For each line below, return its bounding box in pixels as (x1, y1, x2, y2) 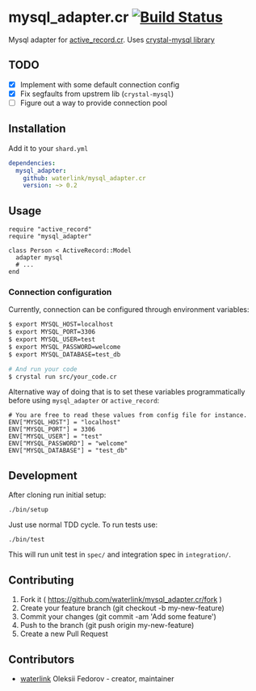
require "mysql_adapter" (8, 233, 92, 241)
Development (8, 469, 78, 482)
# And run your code (8, 364, 78, 373)
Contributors (8, 652, 75, 666)
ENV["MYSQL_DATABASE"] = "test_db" (8, 447, 128, 455)
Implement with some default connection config (19, 79, 180, 89)
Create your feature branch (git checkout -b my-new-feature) (19, 603, 225, 613)
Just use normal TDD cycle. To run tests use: (8, 520, 158, 529)
